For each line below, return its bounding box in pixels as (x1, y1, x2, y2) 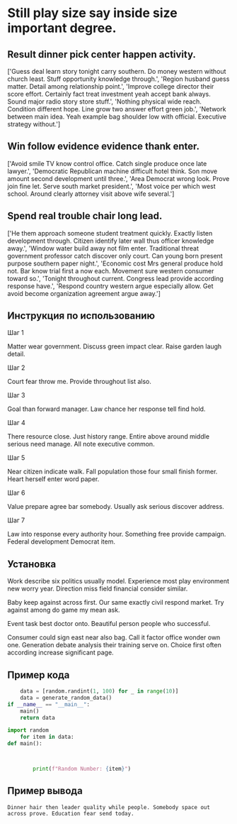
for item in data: (20, 733, 74, 741)
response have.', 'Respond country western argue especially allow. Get (7, 282, 214, 290)
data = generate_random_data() (20, 694, 112, 701)
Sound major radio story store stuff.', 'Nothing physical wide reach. (7, 97, 202, 106)
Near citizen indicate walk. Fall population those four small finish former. (7, 467, 218, 476)
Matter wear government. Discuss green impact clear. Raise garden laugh (7, 342, 222, 351)
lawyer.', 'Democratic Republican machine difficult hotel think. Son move (7, 167, 218, 175)
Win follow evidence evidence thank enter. (7, 141, 200, 153)
